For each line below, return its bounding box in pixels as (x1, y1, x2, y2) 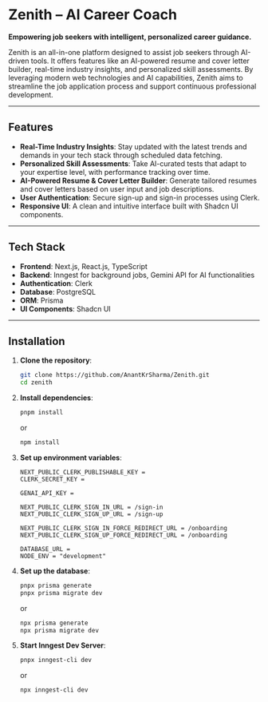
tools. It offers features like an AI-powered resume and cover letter (30, 56, 250, 65)
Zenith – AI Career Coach (8, 6, 178, 24)
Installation (8, 334, 65, 348)
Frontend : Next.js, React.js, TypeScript (19, 261, 148, 271)
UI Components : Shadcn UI (19, 303, 112, 313)
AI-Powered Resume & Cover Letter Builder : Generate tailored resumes (19, 176, 258, 185)
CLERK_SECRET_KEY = (19, 475, 85, 483)
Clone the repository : (19, 355, 93, 365)
